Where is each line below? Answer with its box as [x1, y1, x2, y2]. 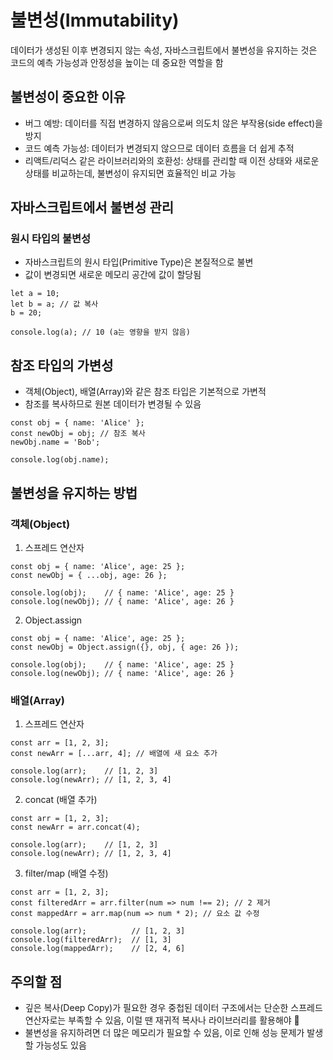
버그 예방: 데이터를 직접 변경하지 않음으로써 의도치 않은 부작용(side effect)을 [24, 117, 323, 129]
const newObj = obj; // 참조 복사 [10, 429, 146, 439]
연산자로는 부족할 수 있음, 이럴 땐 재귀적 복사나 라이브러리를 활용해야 [24, 1014, 300, 1026]
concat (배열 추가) [24, 794, 98, 806]
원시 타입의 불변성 [10, 232, 92, 246]
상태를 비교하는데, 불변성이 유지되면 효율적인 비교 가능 [24, 167, 237, 179]
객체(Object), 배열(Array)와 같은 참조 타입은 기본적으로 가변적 [24, 386, 267, 398]
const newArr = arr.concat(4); [10, 822, 141, 833]
